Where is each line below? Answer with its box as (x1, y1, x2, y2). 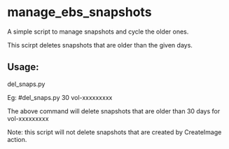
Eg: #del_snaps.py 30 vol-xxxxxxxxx (7, 93, 113, 101)
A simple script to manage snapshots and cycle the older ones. (7, 27, 189, 36)
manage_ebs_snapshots (7, 4, 152, 20)
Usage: (7, 61, 40, 73)
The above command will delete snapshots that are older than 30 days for (7, 106, 221, 115)
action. (7, 135, 27, 143)
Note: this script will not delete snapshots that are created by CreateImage (7, 127, 222, 136)
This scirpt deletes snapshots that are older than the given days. (7, 41, 193, 49)
